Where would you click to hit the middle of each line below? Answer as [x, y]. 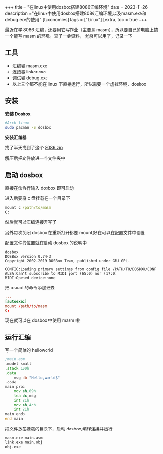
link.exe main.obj [24, 442]
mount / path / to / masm [26, 306]
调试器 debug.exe [30, 78]
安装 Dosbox [18, 114]
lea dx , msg [25, 396]
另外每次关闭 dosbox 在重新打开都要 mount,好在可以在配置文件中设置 [75, 232]
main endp [15, 414]
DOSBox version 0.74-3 [28, 256]
